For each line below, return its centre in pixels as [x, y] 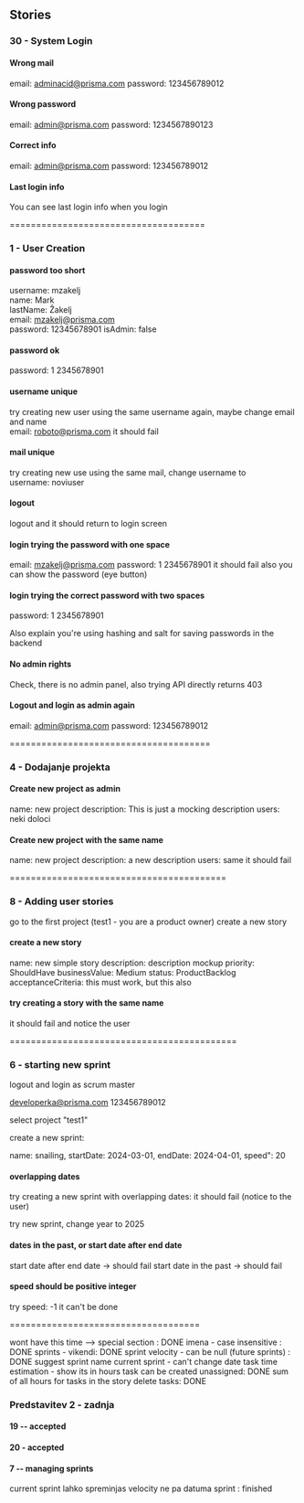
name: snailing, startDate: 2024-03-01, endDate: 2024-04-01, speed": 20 [147, 1156]
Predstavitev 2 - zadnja [62, 1404]
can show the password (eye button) [79, 574]
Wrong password [43, 104]
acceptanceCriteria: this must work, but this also [100, 982]
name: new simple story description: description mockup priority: [132, 963]
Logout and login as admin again [72, 705]
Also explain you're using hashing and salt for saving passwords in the [142, 634]
